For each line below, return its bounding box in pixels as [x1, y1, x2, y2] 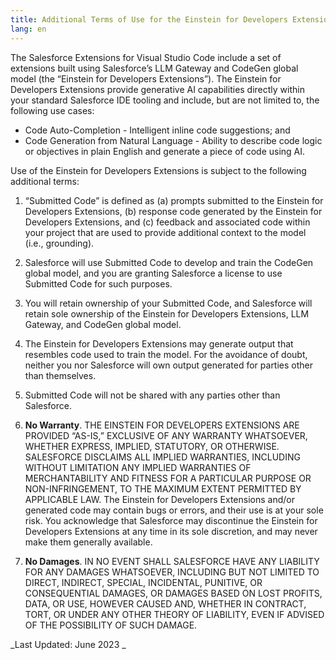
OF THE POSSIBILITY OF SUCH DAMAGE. [24, 619, 198, 631]
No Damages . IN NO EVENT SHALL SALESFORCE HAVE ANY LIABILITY [24, 555, 320, 567]
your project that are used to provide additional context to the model [24, 226, 307, 238]
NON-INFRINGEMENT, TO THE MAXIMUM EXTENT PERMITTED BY [24, 482, 302, 495]
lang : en [10, 24, 47, 34]
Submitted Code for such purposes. [24, 277, 173, 290]
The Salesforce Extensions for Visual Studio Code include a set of [10, 51, 282, 63]
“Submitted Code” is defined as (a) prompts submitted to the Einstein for [24, 194, 324, 206]
